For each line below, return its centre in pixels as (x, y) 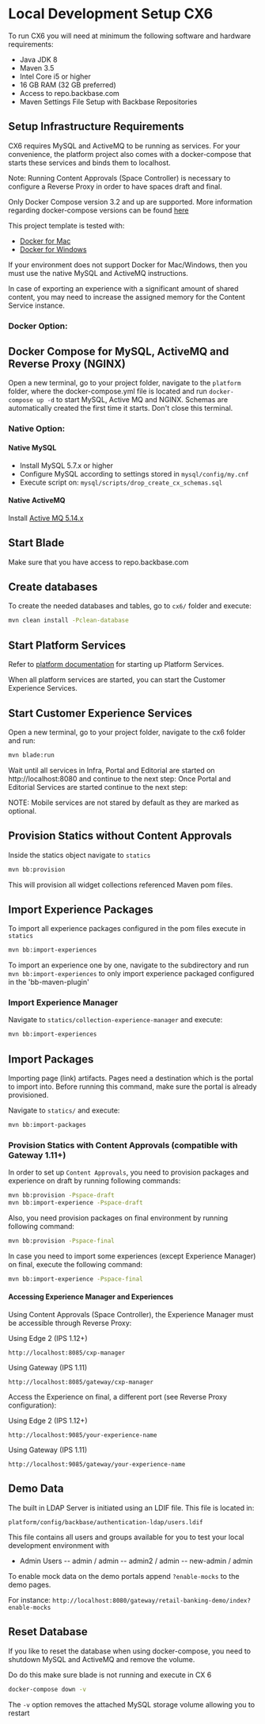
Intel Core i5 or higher (55, 76)
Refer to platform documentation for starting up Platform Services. (116, 665)
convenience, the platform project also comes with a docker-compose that (130, 154)
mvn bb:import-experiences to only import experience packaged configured (131, 974)
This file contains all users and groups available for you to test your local (126, 1537)
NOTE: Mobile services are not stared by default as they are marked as (124, 803)
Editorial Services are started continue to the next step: (98, 787)
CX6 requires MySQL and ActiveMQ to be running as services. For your (124, 146)
